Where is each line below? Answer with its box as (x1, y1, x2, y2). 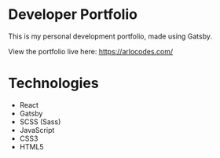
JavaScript (19, 125, 55, 134)
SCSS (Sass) (19, 116, 61, 127)
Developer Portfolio (8, 6, 137, 24)
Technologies (8, 75, 100, 92)
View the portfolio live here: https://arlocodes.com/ (8, 46, 174, 56)
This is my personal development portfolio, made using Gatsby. (8, 31, 213, 41)
